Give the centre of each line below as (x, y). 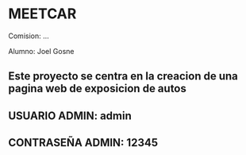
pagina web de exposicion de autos (97, 89)
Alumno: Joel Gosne (41, 51)
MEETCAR (42, 14)
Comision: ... (29, 36)
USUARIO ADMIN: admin (70, 116)
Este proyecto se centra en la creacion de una (123, 76)
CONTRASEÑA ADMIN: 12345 (83, 143)
